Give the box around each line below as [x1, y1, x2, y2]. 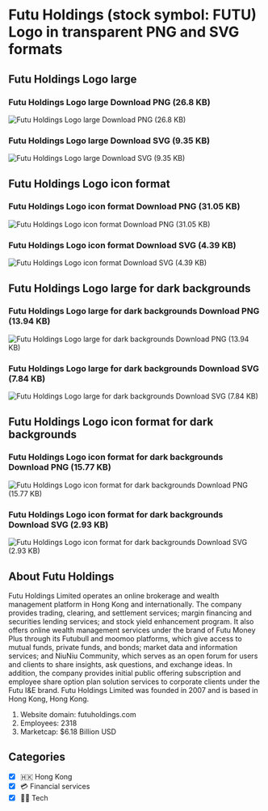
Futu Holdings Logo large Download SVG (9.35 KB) [8, 135, 211, 146]
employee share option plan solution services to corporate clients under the [8, 677, 261, 686]
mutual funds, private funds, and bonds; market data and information [8, 642, 238, 652]
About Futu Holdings [8, 569, 115, 583]
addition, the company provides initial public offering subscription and [8, 668, 241, 678]
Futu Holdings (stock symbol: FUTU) [8, 6, 257, 24]
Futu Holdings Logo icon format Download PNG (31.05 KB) [8, 201, 241, 212]
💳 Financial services [19, 781, 90, 791]
